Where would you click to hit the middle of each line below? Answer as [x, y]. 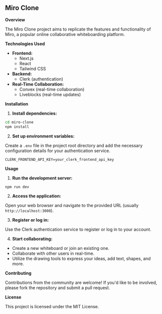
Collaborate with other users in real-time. [53, 253]
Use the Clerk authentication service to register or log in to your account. [78, 229]
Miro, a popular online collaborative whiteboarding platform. [65, 34]
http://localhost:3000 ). [29, 210]
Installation [17, 104]
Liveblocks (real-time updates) [50, 94]
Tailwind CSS [33, 69]
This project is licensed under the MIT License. [52, 307]
